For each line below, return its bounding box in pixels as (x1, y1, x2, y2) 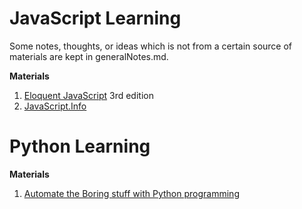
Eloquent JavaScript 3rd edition (23, 89, 154, 101)
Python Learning (9, 135, 151, 158)
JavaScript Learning (9, 7, 182, 30)
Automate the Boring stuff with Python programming (23, 187, 240, 199)
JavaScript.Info (23, 100, 87, 112)
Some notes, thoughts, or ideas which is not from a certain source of (9, 40, 293, 52)
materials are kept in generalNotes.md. (9, 50, 169, 62)
